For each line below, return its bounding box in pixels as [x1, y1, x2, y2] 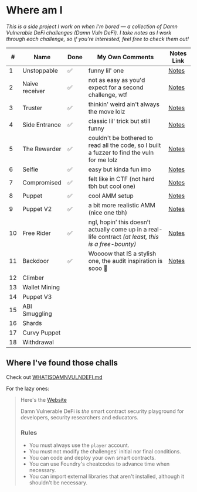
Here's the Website [20, 396, 67, 403]
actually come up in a [88, 225, 147, 233]
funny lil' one [88, 66, 124, 74]
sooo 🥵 [88, 264, 108, 272]
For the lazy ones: [6, 385, 50, 392]
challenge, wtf [88, 90, 128, 98]
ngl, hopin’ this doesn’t [88, 218, 151, 226]
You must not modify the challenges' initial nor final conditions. [29, 448, 182, 455]
